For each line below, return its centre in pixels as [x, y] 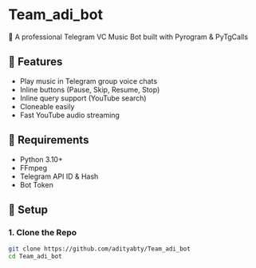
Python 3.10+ [41, 159]
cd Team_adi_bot [35, 257]
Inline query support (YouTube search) [83, 98]
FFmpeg [33, 167]
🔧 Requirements [49, 140]
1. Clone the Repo [43, 232]
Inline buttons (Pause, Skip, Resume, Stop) [90, 89]
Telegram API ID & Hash [59, 176]
